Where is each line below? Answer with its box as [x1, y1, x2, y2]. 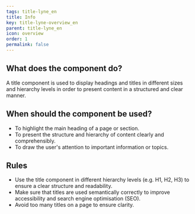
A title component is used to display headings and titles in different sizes [6, 79, 183, 86]
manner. [6, 92, 27, 99]
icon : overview [6, 31, 44, 37]
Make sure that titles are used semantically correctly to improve [14, 189, 170, 196]
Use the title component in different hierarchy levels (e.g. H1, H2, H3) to [14, 176, 190, 183]
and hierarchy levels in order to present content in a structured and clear [6, 85, 184, 92]
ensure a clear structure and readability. [14, 183, 113, 190]
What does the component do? [6, 63, 123, 74]
